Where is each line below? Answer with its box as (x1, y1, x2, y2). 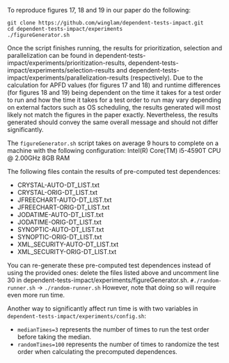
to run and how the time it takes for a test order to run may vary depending (7, 96, 221, 104)
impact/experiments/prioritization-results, (7, 59, 127, 67)
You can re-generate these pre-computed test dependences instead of (7, 261, 211, 269)
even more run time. (7, 291, 65, 299)
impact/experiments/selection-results (7, 66, 115, 74)
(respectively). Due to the (129, 73, 203, 82)
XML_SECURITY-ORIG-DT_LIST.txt (17, 248, 117, 255)
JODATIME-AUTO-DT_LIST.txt (17, 211, 104, 218)
